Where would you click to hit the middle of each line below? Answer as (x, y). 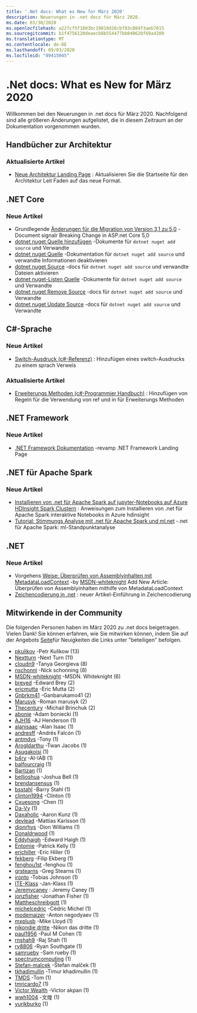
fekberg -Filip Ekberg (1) (44, 858)
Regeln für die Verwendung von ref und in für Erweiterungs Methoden (99, 399)
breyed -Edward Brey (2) (45, 682)
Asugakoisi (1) (31, 751)
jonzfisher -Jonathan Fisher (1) (52, 896)
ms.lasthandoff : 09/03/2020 (41, 50)
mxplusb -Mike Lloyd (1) (44, 921)
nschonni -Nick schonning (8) (51, 670)
